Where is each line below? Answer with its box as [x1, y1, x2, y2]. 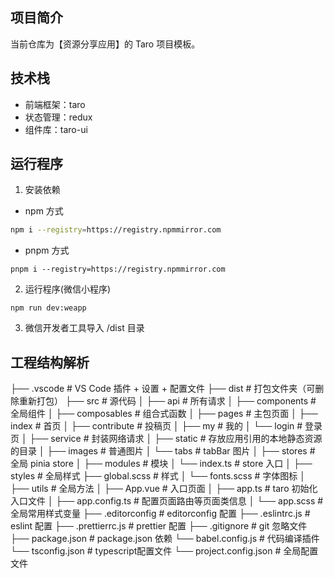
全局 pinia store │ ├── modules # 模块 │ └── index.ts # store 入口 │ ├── [10, 458, 313, 470]
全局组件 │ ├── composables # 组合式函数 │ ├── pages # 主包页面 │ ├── [10, 408, 318, 420]
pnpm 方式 [24, 244, 70, 257]
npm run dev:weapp [10, 303, 87, 313]
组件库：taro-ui [24, 123, 88, 135]
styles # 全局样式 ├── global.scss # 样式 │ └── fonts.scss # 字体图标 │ [10, 470, 306, 482]
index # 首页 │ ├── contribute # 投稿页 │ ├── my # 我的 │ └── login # [10, 420, 303, 432]
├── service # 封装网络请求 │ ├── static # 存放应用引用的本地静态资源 [29, 433, 323, 445]
